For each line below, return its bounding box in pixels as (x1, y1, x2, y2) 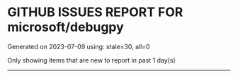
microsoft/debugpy (7, 19, 124, 35)
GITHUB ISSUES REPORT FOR (7, 4, 183, 20)
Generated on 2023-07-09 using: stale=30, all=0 (7, 42, 150, 51)
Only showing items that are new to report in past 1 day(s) (7, 56, 176, 64)
